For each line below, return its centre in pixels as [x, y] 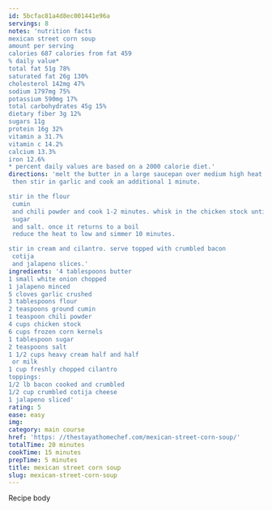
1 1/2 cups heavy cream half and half [74, 354]
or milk [25, 362]
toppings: [25, 377]
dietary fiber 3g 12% [45, 114]
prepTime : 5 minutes [43, 460]
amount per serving [41, 46]
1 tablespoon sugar [41, 339]
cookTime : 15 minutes [45, 452]
